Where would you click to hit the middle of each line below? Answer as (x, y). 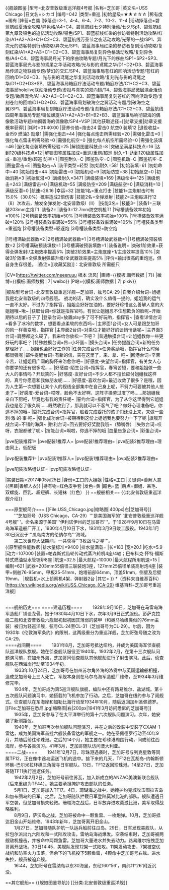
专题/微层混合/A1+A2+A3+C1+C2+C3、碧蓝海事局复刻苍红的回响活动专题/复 (84, 96)
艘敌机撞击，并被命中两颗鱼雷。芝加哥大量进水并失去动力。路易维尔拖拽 (80, 840)
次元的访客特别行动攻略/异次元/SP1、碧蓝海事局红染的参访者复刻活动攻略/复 (84, 46)
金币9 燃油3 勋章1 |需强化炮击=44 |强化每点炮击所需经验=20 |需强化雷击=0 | (84, 134)
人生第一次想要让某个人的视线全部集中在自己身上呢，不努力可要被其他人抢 (87, 387)
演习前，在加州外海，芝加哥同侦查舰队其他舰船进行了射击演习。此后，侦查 (87, 658)
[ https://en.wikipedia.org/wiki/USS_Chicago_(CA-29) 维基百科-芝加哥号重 (81, 585)
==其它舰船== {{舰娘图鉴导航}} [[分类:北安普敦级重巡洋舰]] (66, 882)
